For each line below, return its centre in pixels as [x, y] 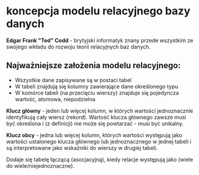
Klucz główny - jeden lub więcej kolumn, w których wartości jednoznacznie [100, 111]
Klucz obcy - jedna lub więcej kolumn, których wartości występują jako [94, 135]
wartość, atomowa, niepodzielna [55, 99]
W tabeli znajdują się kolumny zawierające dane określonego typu [97, 86]
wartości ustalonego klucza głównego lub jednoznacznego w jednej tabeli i [99, 141]
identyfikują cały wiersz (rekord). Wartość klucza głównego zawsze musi [96, 117]
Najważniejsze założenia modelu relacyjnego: [94, 66]
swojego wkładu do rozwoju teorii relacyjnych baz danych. [79, 47]
